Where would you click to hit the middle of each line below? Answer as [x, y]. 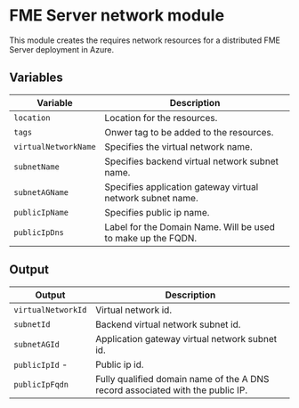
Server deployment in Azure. [62, 49]
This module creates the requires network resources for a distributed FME [145, 40]
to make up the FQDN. [151, 238]
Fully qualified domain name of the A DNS [182, 379]
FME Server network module [117, 16]
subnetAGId [36, 344]
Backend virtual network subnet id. [168, 324]
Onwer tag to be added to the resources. [189, 132]
